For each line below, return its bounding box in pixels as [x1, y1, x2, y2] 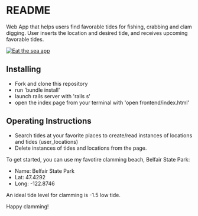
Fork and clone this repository [14, 80, 88, 87]
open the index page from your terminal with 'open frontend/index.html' [14, 99, 190, 106]
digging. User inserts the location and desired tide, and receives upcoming [6, 29, 188, 36]
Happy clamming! [6, 202, 49, 210]
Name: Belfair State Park [14, 167, 75, 175]
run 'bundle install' [14, 86, 60, 94]
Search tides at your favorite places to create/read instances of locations [14, 131, 193, 139]
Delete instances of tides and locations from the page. [14, 144, 147, 151]
